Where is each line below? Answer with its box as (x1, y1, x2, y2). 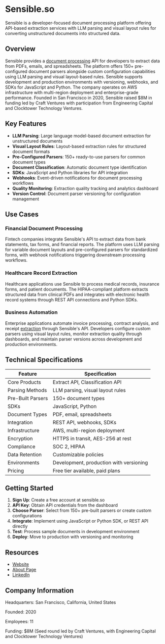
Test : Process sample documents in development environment (12, 529, 139, 535)
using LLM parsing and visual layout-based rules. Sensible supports (5, 73, 143, 80)
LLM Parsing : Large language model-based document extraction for (12, 133, 151, 139)
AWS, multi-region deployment (52, 427, 125, 434)
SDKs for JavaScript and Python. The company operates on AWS (5, 84, 137, 90)
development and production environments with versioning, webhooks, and (5, 79, 159, 85)
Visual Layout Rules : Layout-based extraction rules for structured (12, 143, 146, 149)
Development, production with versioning (52, 459, 148, 466)
